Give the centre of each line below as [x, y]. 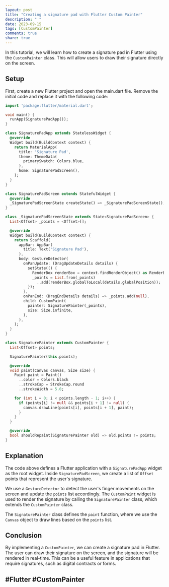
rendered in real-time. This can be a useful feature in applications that [77, 558]
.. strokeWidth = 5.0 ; [41, 389]
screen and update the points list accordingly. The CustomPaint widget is [80, 494]
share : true [18, 38]
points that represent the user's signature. [49, 479]
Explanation [24, 456]
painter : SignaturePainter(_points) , [67, 305]
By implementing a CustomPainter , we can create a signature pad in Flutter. [82, 548]
